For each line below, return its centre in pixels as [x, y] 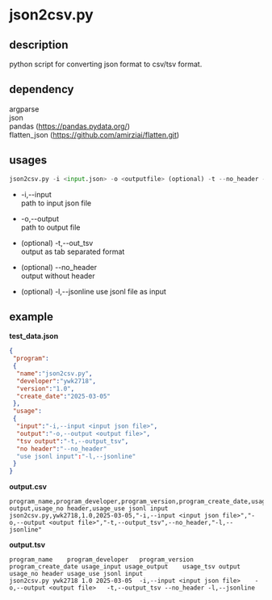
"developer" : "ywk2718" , [56, 381]
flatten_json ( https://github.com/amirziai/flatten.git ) [94, 134]
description [39, 45]
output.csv [28, 487]
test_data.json [34, 336]
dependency [42, 89]
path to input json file [56, 203]
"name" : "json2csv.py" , [54, 374]
